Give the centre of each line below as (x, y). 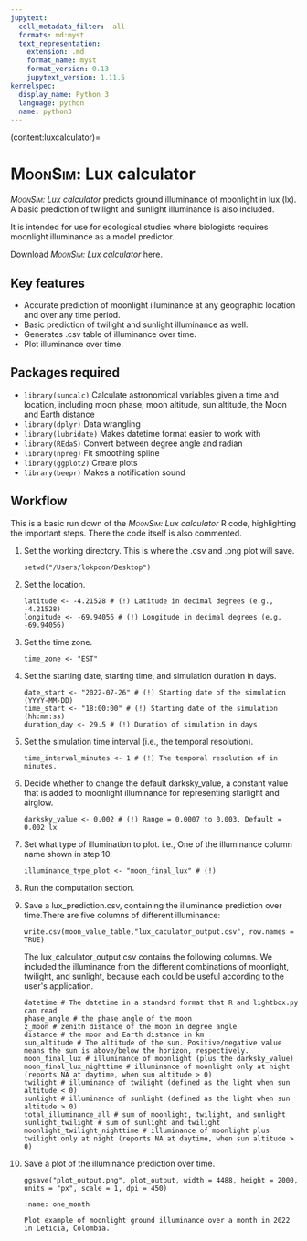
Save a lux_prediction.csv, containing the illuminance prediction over (153, 905)
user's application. (58, 986)
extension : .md (56, 52)
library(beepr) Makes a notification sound (104, 472)
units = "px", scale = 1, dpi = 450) (95, 1188)
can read (40, 1011)
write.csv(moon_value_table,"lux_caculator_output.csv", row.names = (159, 932)
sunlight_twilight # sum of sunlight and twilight (122, 1122)
